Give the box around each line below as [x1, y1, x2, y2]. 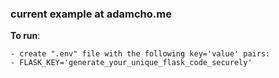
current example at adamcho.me [10, 7, 172, 21]
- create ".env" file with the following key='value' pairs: [10, 49, 271, 59]
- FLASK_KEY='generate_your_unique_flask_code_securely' [10, 58, 253, 68]
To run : [10, 30, 41, 42]
